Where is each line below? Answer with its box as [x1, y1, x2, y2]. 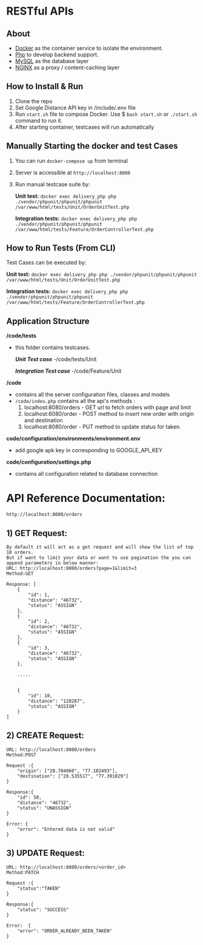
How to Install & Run [6, 81, 84, 92]
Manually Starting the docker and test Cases [6, 141, 178, 151]
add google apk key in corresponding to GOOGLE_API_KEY [15, 447, 162, 454]
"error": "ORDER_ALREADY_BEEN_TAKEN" [17, 927, 113, 934]
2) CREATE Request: [6, 730, 85, 741]
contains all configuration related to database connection [15, 470, 158, 478]
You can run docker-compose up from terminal [15, 157, 128, 164]
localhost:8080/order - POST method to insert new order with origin [24, 410, 194, 418]
